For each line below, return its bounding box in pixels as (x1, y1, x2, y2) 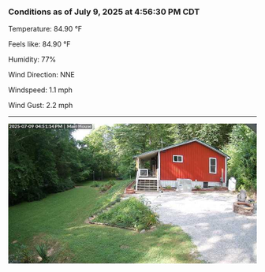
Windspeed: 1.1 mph (8, 85, 73, 95)
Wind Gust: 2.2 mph (8, 101, 73, 110)
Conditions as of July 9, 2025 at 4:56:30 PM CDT (8, 6, 200, 17)
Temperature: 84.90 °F (8, 24, 83, 34)
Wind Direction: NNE (8, 70, 75, 80)
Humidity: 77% (8, 54, 57, 65)
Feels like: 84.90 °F (8, 39, 71, 49)
